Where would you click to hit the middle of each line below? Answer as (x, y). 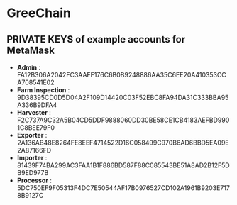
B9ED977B (33, 173)
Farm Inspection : (43, 90)
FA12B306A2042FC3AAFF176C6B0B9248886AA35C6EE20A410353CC (121, 75)
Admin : (29, 67)
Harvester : (34, 112)
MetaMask (31, 50)
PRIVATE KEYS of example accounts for (96, 39)
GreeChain (39, 13)
